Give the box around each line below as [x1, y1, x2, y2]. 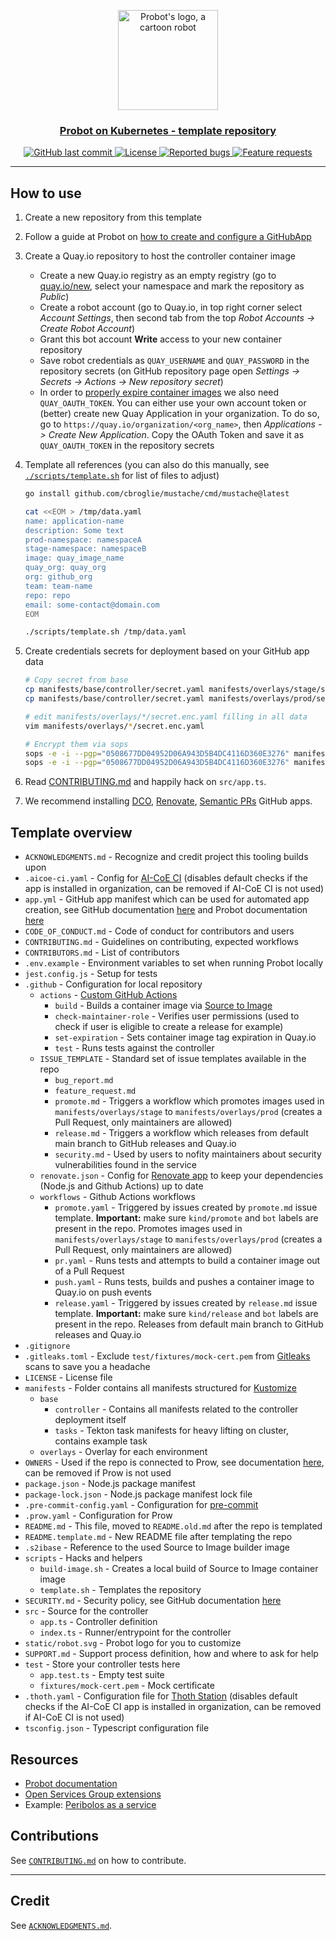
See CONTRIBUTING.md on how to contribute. [10, 1854, 187, 1866]
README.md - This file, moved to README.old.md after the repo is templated [24, 1520, 323, 1532]
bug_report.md [54, 1076, 114, 1086]
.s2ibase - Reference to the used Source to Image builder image [24, 1541, 290, 1554]
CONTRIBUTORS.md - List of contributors [24, 946, 180, 959]
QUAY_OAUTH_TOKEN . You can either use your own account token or [39, 397, 307, 409]
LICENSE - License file [24, 1371, 113, 1384]
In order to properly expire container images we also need [39, 386, 280, 399]
